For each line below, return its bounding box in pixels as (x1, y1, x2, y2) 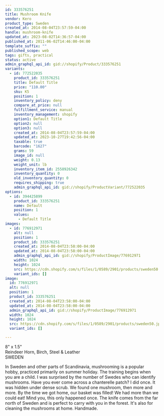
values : (14, 212, 29, 217)
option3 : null (14, 125, 42, 130)
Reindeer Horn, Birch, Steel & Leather (5, 349, 81, 355)
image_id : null (14, 153, 45, 158)
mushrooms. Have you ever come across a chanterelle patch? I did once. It (5, 379, 156, 385)
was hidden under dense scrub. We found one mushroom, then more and (5, 384, 153, 390)
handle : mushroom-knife (5, 30, 54, 35)
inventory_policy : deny (14, 98, 62, 103)
